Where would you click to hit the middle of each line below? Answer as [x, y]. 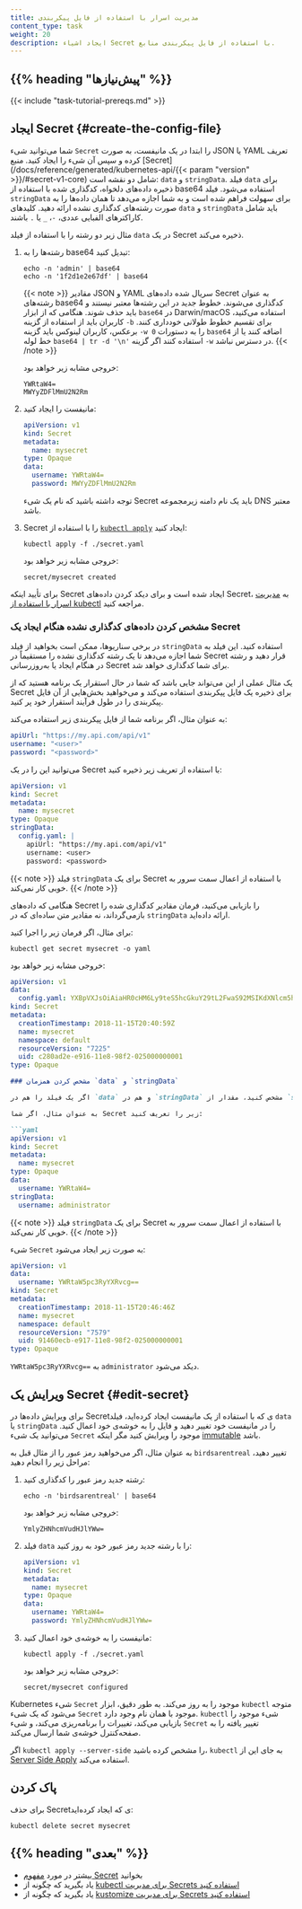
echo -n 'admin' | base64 [71, 268]
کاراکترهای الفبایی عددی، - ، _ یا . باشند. [77, 217]
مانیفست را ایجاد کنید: [60, 409]
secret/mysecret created [69, 577]
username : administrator [65, 1205]
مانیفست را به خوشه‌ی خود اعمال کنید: [87, 1637]
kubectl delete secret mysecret [70, 1825]
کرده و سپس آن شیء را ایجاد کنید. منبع [76, 160]
